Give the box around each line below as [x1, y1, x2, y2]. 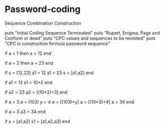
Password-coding [5, 4, 81, 15]
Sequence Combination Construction [5, 20, 81, 26]
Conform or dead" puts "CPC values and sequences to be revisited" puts [5, 35, 156, 41]
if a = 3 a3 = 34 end [5, 108, 46, 114]
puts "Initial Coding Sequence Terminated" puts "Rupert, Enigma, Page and [5, 30, 160, 36]
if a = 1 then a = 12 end [5, 50, 52, 56]
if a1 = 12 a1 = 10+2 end [5, 79, 53, 85]
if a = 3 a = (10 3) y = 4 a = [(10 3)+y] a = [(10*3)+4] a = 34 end [5, 99, 134, 105]
